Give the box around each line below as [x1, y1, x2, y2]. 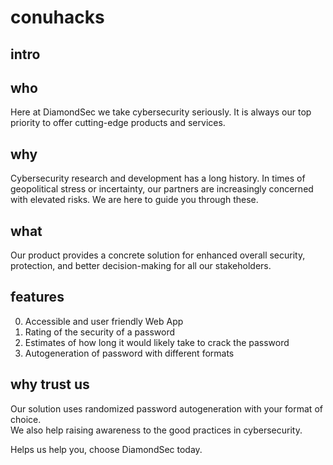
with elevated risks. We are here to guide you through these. [10, 194, 259, 206]
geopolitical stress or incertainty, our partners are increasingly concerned [10, 183, 314, 195]
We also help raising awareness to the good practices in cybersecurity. [10, 424, 303, 436]
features [10, 289, 65, 306]
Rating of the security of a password [24, 326, 175, 338]
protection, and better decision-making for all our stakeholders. [10, 260, 272, 272]
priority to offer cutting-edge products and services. [10, 117, 226, 129]
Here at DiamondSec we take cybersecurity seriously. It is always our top [10, 106, 312, 118]
